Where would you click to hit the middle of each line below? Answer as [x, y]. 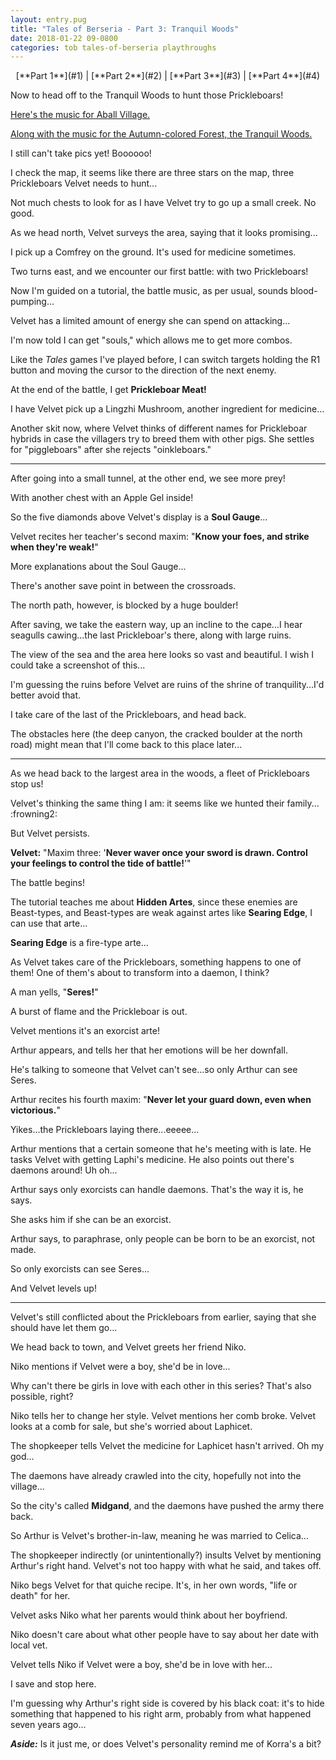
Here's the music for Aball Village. [80, 115]
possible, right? [42, 1397]
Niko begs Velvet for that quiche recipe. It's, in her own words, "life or [154, 1585]
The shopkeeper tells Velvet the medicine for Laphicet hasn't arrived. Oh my [167, 1446]
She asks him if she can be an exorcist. [91, 1220]
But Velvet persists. [50, 833]
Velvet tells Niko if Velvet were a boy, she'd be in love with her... [141, 1665]
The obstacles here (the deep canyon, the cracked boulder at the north [156, 734]
